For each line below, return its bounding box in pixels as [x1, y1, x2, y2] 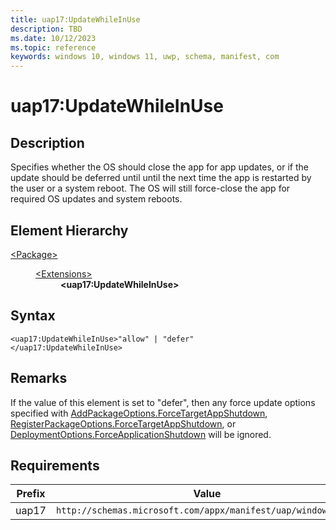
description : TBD [10, 24, 83, 34]
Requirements [10, 457, 100, 474]
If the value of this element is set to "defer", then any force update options [10, 396, 316, 408]
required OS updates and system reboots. [10, 193, 183, 205]
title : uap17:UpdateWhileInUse [10, 14, 141, 25]
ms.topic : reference [10, 42, 97, 53]
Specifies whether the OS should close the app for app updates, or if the [10, 161, 309, 173]
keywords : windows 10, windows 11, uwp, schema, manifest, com [10, 52, 280, 62]
